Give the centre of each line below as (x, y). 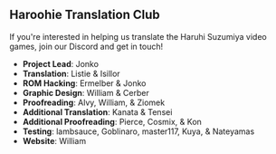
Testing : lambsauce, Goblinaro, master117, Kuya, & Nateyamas (138, 131)
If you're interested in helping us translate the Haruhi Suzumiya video (138, 36)
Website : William (54, 140)
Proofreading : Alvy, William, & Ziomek (94, 102)
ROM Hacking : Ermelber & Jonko (84, 83)
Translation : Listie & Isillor (71, 73)
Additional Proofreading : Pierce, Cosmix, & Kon (112, 121)
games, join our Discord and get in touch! (86, 46)
